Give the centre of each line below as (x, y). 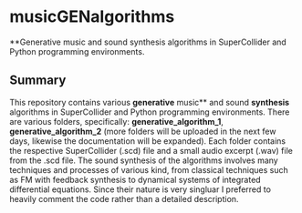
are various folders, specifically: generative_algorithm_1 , (116, 121)
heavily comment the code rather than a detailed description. (124, 198)
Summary (38, 81)
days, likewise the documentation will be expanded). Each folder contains (148, 141)
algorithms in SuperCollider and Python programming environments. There (150, 112)
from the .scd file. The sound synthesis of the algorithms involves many (144, 160)
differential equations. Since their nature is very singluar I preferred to (141, 189)
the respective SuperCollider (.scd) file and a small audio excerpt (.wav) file (151, 150)
